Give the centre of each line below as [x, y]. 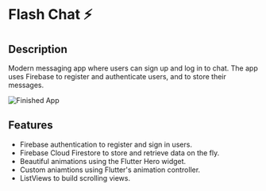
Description [38, 49]
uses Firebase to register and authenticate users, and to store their [117, 76]
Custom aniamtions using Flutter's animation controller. [110, 170]
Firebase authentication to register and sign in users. [106, 144]
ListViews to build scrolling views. [75, 178]
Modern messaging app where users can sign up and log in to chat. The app [133, 68]
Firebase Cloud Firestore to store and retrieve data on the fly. [120, 153]
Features [31, 126]
